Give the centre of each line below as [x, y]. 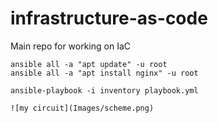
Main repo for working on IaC [70, 46]
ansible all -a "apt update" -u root [89, 64]
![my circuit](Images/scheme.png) [82, 108]
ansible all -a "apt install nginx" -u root [104, 73]
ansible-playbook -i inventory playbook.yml [104, 90]
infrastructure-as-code [109, 18]
